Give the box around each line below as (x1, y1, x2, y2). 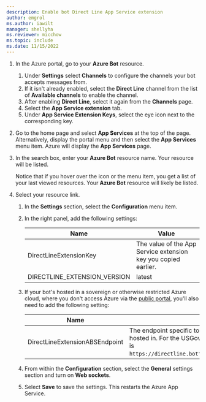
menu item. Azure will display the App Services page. (15, 142, 151, 150)
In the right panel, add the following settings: (24, 214, 138, 222)
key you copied (135, 255, 181, 264)
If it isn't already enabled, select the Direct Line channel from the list (24, 85, 198, 92)
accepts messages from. (24, 78, 88, 86)
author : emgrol (6, 15, 45, 21)
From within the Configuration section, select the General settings (24, 365, 193, 372)
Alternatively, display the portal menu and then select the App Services (15, 135, 196, 143)
